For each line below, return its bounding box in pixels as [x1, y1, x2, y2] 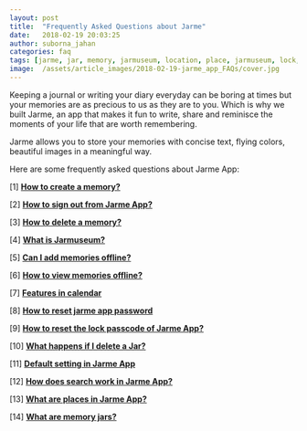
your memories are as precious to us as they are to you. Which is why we [9, 99, 285, 110]
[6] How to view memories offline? [9, 269, 143, 280]
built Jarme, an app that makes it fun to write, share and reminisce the [9, 109, 273, 120]
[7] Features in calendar [9, 287, 102, 298]
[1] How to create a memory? [9, 181, 121, 192]
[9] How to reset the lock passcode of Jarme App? [9, 322, 204, 333]
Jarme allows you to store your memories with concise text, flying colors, [9, 136, 285, 147]
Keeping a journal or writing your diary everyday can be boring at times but [9, 89, 292, 100]
